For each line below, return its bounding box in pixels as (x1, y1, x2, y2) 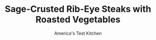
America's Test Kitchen (54, 30, 102, 36)
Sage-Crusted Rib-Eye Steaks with (4, 3, 152, 15)
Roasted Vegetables (35, 14, 121, 25)
